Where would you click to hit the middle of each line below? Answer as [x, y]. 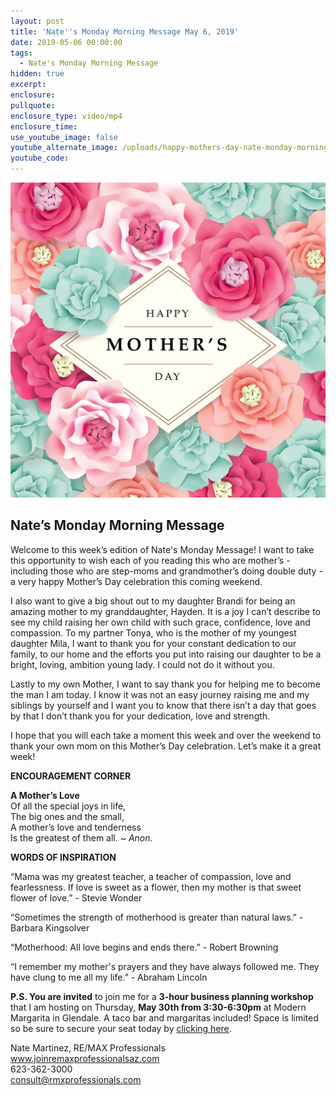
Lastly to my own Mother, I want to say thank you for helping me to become [165, 684]
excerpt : [28, 85]
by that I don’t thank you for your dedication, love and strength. [140, 716]
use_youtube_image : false [64, 137]
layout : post [37, 21]
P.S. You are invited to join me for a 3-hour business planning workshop [162, 996]
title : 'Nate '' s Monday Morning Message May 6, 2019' [125, 31]
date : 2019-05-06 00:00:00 [66, 42]
